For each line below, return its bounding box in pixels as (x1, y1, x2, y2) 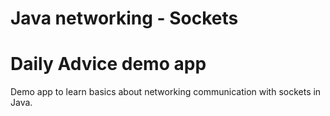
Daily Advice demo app (10, 53, 207, 76)
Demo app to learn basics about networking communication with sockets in (10, 86, 322, 98)
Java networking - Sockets (10, 7, 239, 30)
